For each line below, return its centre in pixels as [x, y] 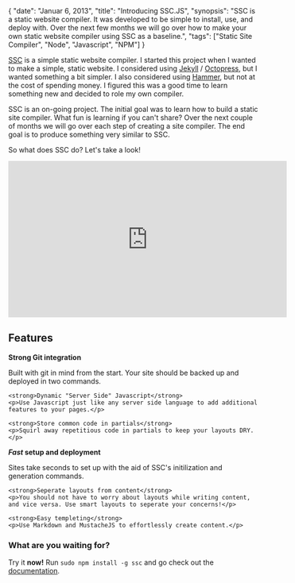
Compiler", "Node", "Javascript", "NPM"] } [77, 44]
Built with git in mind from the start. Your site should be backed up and [124, 373]
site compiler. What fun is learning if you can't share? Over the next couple [130, 118]
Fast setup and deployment [54, 452]
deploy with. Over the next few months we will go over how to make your [128, 28]
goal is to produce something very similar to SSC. [89, 134]
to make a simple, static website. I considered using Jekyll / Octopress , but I [133, 68]
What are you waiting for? [59, 545]
